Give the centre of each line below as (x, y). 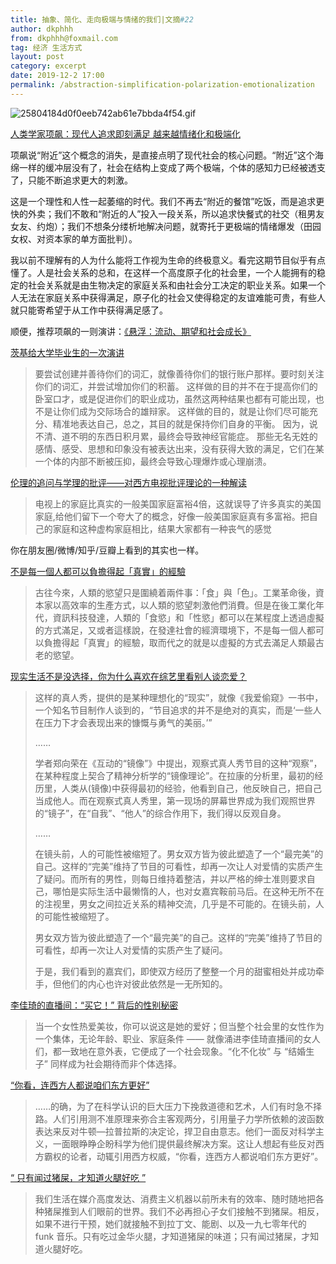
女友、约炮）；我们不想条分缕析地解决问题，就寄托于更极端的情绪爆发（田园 (166, 226)
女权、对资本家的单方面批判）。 (74, 238)
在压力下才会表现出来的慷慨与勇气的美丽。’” (123, 722)
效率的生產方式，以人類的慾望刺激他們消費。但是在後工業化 (192, 605)
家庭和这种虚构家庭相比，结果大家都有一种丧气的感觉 (162, 528)
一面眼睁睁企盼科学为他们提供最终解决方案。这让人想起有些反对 (184, 1143)
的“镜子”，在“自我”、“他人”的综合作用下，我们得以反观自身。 (160, 813)
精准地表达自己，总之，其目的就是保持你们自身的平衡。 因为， (181, 423)
